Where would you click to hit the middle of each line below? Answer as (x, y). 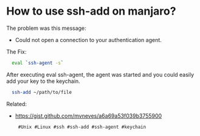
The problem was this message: (46, 28)
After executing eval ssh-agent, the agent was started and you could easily (100, 74)
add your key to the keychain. (43, 81)
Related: (17, 104)
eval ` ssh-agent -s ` (38, 63)
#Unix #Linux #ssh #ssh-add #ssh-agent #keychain (82, 127)
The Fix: (16, 52)
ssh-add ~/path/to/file (42, 92)
